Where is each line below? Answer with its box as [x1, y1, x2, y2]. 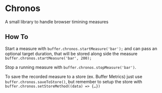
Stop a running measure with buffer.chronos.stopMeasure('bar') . [5, 64, 136, 70]
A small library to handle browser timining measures [5, 19, 109, 25]
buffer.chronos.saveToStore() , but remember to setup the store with [5, 79, 143, 84]
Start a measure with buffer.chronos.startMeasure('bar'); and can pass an [5, 45, 157, 51]
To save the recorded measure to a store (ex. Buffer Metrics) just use [5, 73, 143, 80]
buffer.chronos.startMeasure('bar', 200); [5, 56, 92, 61]
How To [5, 33, 29, 41]
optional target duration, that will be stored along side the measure [5, 51, 138, 56]
